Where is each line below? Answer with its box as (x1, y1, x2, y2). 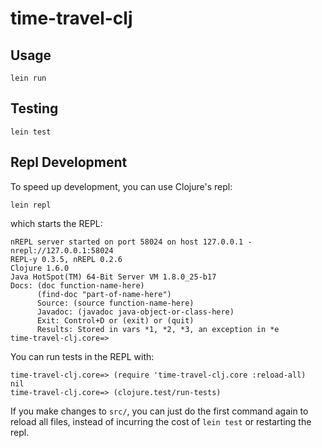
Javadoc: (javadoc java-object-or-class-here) (36, 307, 235, 317)
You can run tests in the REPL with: (10, 350, 155, 362)
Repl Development (10, 154, 128, 171)
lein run (10, 73, 47, 83)
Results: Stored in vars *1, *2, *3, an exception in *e (36, 324, 280, 334)
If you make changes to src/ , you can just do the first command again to (10, 405, 309, 417)
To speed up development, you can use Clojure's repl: (10, 180, 233, 192)
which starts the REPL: (10, 217, 103, 229)
